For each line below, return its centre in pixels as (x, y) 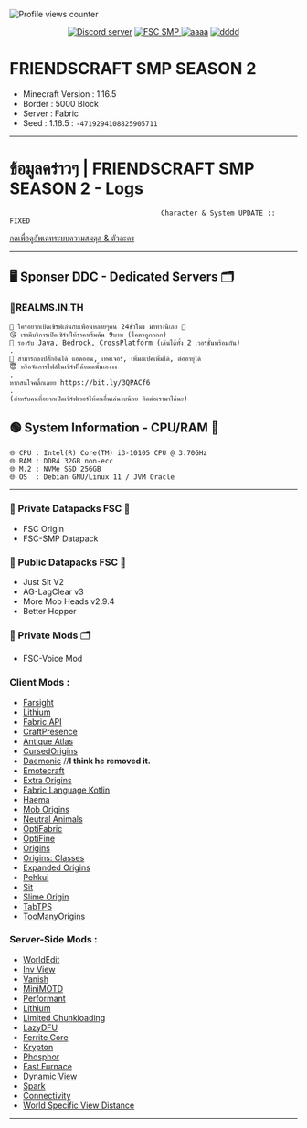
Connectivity (47, 1095)
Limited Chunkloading (64, 1017)
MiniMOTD (43, 988)
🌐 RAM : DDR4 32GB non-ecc (62, 462)
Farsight (38, 702)
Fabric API (42, 721)
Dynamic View (50, 1076)
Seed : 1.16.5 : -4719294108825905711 (90, 122)
